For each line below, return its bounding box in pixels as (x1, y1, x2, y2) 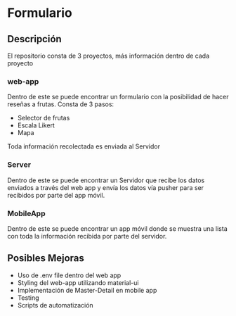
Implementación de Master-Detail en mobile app (17, 286, 157, 294)
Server (7, 160, 32, 170)
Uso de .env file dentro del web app (17, 271, 122, 279)
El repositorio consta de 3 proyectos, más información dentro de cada (7, 51, 210, 60)
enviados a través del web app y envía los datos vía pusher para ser (7, 183, 204, 191)
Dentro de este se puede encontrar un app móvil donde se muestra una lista (7, 224, 228, 233)
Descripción (7, 33, 62, 45)
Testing (17, 293, 40, 302)
